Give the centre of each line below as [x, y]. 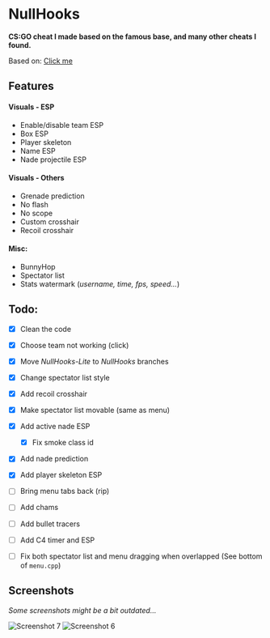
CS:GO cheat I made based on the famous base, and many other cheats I [133, 36]
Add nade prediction [54, 459]
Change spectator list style [65, 377]
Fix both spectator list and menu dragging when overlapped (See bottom [141, 556]
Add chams [39, 508]
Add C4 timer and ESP [57, 540]
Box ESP [34, 134]
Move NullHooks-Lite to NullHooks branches [94, 361]
